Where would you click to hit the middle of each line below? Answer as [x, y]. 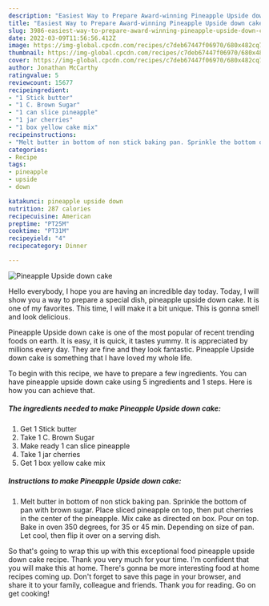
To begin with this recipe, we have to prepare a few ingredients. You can [127, 373]
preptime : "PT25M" [39, 224]
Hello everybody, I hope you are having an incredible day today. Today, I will [134, 291]
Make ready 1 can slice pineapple [75, 446]
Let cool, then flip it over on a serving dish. [90, 535]
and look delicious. [39, 316]
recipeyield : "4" [37, 239]
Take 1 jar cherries [50, 454]
